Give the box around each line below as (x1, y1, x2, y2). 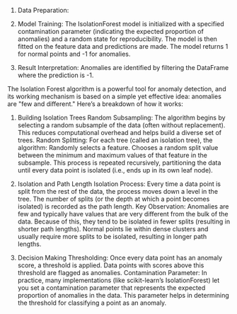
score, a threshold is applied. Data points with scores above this (17, 261, 204, 269)
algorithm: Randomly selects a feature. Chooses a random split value (17, 144, 219, 151)
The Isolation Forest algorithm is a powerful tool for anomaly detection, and (7, 85, 226, 93)
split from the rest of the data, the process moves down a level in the (17, 187, 218, 195)
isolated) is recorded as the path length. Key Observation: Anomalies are (17, 202, 229, 211)
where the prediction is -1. (17, 71, 94, 79)
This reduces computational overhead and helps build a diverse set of (17, 129, 221, 136)
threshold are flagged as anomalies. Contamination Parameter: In (17, 269, 207, 277)
